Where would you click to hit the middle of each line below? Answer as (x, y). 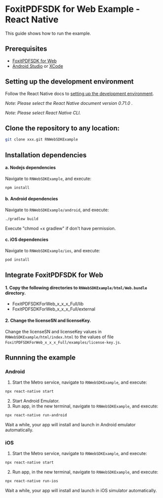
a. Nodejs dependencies (31, 168)
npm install (17, 187)
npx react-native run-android (36, 415)
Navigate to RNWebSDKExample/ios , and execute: (53, 250)
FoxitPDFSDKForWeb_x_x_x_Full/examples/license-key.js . (63, 342)
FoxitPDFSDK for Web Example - (73, 9)
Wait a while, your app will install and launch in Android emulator (70, 425)
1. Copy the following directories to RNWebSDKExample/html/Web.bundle (76, 287)
